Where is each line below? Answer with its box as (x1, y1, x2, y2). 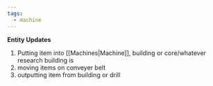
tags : (7, 10, 23, 17)
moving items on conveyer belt (17, 63, 106, 72)
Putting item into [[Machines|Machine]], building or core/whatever (17, 49, 207, 57)
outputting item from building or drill (17, 70, 121, 79)
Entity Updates (7, 35, 51, 43)
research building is (17, 56, 74, 64)
